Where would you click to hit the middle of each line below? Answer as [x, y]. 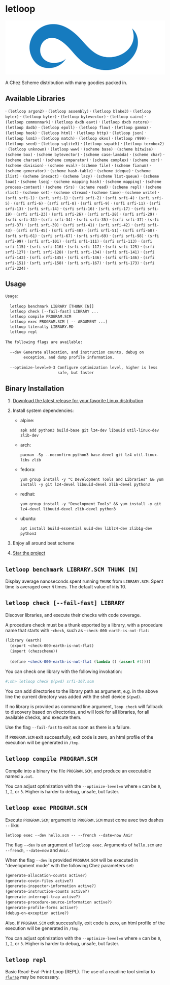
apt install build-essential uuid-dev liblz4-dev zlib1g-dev [86, 529]
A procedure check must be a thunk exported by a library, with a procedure [84, 625]
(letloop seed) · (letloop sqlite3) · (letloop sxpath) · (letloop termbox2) [85, 143]
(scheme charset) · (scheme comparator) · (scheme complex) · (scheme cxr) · [84, 160]
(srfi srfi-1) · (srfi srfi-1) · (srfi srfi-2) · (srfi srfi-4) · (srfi [78, 197]
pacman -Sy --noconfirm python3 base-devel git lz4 [76, 455]
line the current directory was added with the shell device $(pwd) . [74, 697]
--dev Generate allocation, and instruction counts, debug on [77, 352]
